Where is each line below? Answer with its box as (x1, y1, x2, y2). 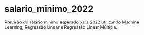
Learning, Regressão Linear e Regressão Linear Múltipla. (4, 24, 117, 30)
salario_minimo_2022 (4, 3, 94, 14)
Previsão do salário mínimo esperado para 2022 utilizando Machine (4, 19, 139, 25)
